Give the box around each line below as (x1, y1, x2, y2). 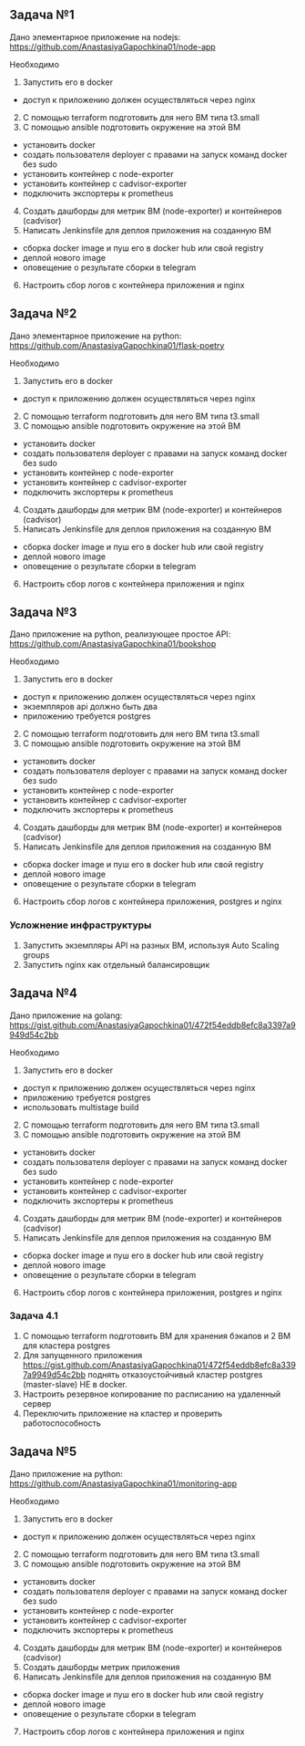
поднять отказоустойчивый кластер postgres (87, 1368, 263, 1380)
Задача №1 (9, 7, 75, 23)
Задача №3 (9, 605, 77, 620)
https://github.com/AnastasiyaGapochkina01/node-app (9, 41, 216, 52)
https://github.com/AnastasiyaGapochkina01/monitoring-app (9, 1478, 238, 1489)
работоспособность (22, 1418, 102, 1429)
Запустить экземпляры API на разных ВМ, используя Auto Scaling (22, 940, 280, 951)
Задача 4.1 (9, 1309, 59, 1322)
